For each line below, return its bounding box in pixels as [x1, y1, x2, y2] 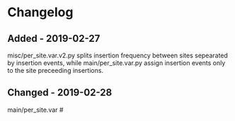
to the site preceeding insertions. [7, 67, 104, 74]
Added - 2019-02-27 [7, 33, 101, 45]
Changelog [7, 4, 74, 21]
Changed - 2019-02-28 [7, 86, 113, 99]
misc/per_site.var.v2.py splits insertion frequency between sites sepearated [7, 51, 229, 59]
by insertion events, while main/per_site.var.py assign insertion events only [7, 59, 226, 67]
